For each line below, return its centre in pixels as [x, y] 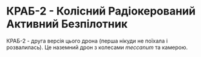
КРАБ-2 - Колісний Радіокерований [101, 11]
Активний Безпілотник [67, 24]
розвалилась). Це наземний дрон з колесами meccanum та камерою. [97, 47]
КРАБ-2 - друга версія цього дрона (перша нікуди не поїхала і [87, 41]
